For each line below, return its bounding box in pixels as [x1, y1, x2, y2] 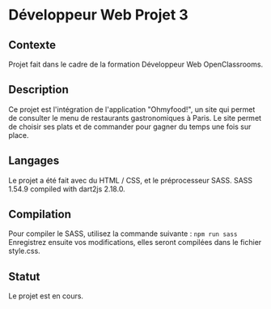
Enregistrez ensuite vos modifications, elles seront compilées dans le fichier [8, 238, 262, 247]
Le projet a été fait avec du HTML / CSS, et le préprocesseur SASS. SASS [8, 175, 253, 185]
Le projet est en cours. [8, 291, 83, 301]
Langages [8, 154, 60, 168]
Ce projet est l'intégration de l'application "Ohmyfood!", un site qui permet [8, 104, 256, 114]
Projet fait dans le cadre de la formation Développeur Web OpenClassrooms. [8, 59, 264, 69]
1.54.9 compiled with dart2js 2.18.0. [8, 184, 125, 194]
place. [8, 130, 30, 139]
